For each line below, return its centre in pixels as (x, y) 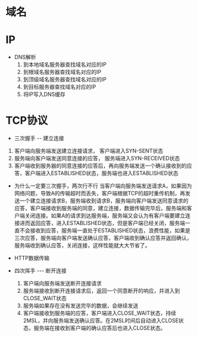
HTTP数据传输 (32, 258)
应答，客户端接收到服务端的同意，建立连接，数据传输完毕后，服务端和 (100, 208)
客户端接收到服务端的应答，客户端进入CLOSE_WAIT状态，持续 (100, 313)
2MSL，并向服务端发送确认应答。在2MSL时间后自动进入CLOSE (101, 321)
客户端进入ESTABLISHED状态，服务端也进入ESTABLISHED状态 (101, 173)
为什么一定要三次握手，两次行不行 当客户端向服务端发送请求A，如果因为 (103, 186)
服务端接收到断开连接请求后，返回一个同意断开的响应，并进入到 (101, 291)
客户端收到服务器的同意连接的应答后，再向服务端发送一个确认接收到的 (100, 166)
